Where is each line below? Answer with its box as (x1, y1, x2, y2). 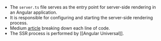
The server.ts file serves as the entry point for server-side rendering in (9, 4, 156, 10)
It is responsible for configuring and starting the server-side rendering (9, 15, 153, 20)
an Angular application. (9, 9, 57, 15)
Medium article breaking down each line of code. (9, 25, 110, 31)
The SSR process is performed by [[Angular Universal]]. (9, 31, 124, 36)
